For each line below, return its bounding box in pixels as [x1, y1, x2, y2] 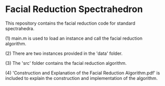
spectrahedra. [5, 25, 35, 31]
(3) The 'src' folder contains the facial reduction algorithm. [5, 60, 127, 66]
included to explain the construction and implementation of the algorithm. [5, 75, 158, 81]
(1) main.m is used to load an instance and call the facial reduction [5, 35, 143, 41]
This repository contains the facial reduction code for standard [5, 20, 135, 26]
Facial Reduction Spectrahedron [5, 4, 143, 15]
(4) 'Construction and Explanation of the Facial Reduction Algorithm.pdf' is [5, 69, 160, 76]
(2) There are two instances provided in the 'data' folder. [5, 50, 123, 56]
